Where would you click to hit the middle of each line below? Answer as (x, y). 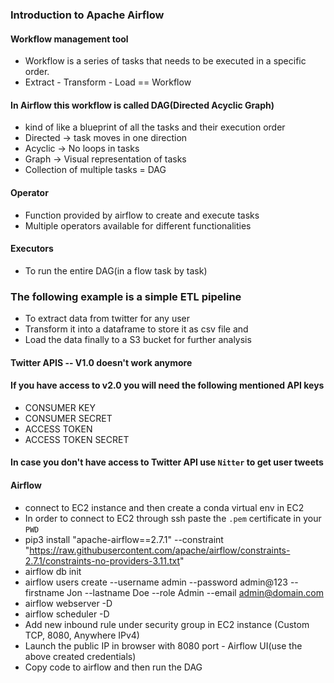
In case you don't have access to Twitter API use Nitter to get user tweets (167, 462)
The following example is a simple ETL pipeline (126, 296)
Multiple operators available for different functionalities (138, 225)
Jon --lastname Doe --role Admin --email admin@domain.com (195, 592)
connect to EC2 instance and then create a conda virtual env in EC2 (164, 507)
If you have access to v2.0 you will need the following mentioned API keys (167, 385)
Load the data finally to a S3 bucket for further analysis (138, 340)
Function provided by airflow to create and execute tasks (142, 215)
